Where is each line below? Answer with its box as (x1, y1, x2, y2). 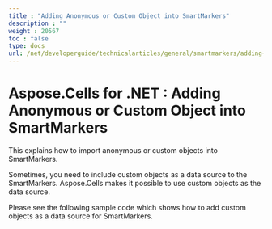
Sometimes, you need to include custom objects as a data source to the (8, 169, 248, 179)
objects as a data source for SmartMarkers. (8, 211, 154, 221)
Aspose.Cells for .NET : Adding (8, 84, 221, 103)
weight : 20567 (8, 27, 60, 35)
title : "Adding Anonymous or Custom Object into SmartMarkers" (8, 11, 230, 20)
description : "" (8, 19, 67, 28)
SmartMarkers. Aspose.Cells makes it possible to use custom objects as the (8, 178, 261, 188)
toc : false (8, 34, 49, 43)
